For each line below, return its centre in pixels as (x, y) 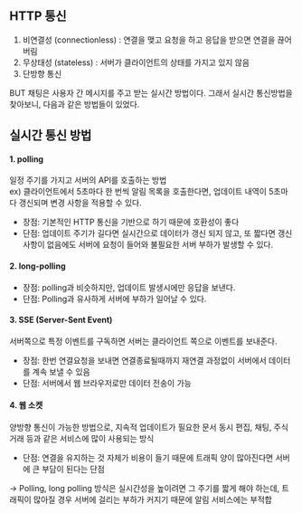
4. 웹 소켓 (26, 405)
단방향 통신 (42, 73)
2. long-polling (38, 266)
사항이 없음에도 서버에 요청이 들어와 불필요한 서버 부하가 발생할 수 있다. (148, 245)
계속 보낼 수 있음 (61, 371)
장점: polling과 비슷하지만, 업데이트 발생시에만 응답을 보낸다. (129, 287)
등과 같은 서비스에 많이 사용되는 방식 (90, 439)
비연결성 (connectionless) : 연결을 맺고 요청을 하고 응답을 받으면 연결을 (149, 40)
